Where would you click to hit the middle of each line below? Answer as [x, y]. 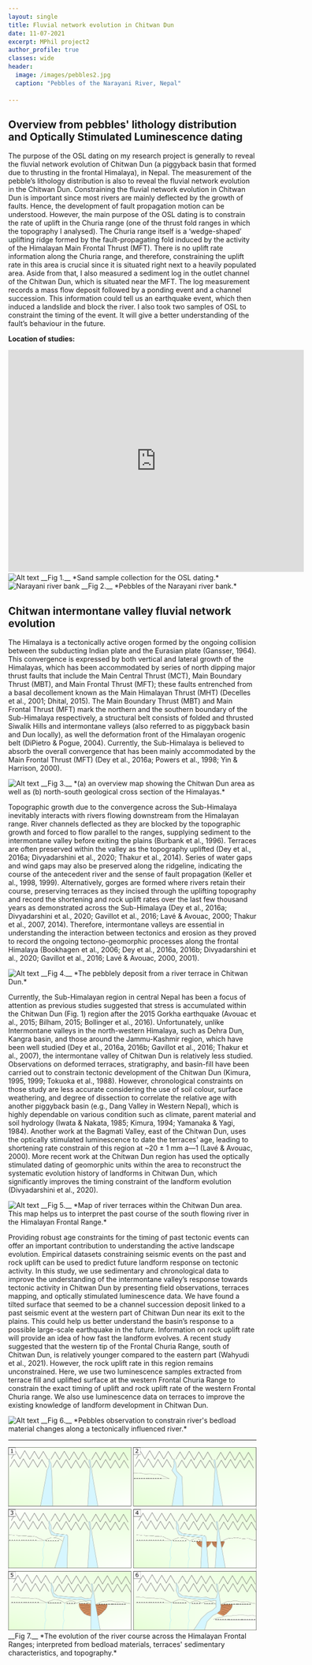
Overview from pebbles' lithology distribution [123, 124]
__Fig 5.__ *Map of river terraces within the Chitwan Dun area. [141, 1206]
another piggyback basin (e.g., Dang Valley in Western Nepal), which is [123, 1106]
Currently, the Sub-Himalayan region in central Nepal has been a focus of [127, 997]
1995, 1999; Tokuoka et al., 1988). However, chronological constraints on [126, 1081]
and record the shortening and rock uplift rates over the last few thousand [128, 899]
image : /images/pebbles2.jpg [63, 75]
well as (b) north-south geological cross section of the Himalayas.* [117, 792]
